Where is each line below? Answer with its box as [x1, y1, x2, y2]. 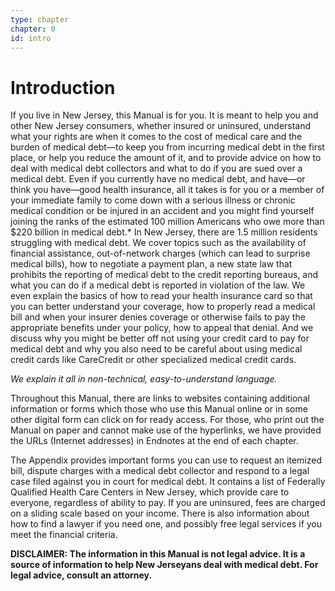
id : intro [10, 33, 52, 43]
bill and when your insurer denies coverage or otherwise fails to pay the [10, 311, 306, 323]
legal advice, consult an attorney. [10, 569, 153, 581]
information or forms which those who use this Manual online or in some [10, 403, 308, 415]
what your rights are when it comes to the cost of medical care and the [10, 131, 303, 143]
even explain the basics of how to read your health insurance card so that [10, 290, 313, 302]
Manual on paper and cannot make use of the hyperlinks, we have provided [10, 424, 322, 436]
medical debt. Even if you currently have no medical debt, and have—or [10, 173, 306, 185]
